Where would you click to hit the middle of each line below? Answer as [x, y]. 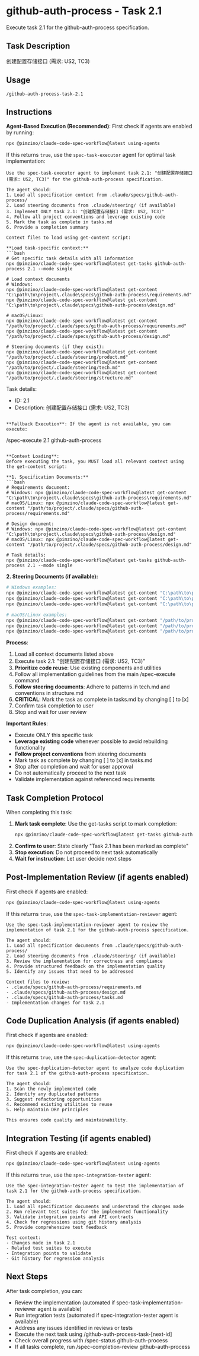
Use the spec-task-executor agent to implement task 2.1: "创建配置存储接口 [99, 173]
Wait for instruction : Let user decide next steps [73, 858]
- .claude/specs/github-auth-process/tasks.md [65, 997]
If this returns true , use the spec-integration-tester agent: [79, 1175]
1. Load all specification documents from [59, 946]
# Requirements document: [38, 488]
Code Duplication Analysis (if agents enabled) [93, 1021]
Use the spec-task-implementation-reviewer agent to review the [87, 925]
